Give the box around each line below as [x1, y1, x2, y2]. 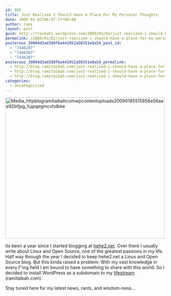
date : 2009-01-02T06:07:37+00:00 [5, 17, 76, 22]
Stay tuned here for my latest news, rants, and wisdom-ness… [5, 285, 136, 291]
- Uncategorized [10, 83, 44, 88]
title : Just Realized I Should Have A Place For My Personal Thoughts [5, 12, 158, 17]
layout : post [5, 26, 33, 32]
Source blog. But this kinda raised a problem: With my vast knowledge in [5, 259, 158, 265]
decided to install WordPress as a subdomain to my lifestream [5, 270, 135, 276]
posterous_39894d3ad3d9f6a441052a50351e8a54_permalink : [5, 60, 126, 65]
